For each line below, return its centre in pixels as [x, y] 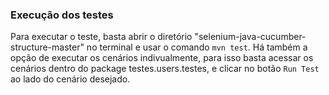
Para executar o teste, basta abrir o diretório [101, 37]
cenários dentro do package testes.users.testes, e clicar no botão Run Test [165, 69]
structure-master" [47, 47]
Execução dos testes [62, 15]
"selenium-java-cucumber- [250, 37]
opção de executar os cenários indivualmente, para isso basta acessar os [162, 58]
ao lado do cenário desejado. [70, 79]
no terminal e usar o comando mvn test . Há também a [197, 47]
